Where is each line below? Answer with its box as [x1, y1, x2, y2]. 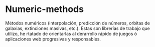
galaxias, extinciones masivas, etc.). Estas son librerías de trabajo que [5, 25, 150, 31]
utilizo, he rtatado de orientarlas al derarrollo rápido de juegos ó [5, 30, 137, 36]
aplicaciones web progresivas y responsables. [5, 36, 101, 42]
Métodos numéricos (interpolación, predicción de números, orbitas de [5, 20, 150, 26]
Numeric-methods [5, 3, 84, 15]
